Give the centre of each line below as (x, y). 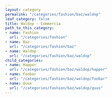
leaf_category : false (28, 19)
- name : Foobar (21, 74)
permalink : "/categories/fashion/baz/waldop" (53, 14)
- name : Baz (17, 42)
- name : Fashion (22, 33)
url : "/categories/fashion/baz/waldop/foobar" (58, 79)
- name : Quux (19, 83)
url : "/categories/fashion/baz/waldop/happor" (58, 70)
